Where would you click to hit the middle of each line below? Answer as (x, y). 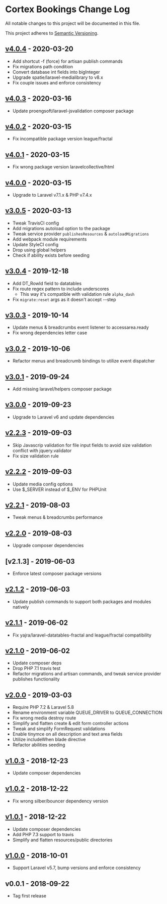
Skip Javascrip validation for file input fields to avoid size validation (82, 445)
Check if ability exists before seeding (51, 255)
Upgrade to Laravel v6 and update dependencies (63, 417)
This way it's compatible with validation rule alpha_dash (77, 294)
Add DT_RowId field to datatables (47, 283)
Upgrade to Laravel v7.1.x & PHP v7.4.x (52, 195)
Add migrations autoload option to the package (61, 228)
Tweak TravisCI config (36, 223)
